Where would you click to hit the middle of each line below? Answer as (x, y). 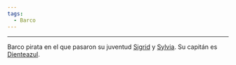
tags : (15, 14)
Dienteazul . (24, 54)
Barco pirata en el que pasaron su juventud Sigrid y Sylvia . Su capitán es (112, 47)
